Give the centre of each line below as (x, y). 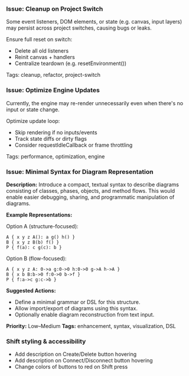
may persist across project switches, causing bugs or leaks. (79, 28)
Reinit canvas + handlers (45, 57)
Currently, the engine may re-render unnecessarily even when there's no (95, 103)
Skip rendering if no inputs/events (56, 132)
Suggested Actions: (31, 290)
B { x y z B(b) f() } (33, 242)
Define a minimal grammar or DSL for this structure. (77, 302)
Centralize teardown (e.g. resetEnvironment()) (71, 63)
